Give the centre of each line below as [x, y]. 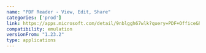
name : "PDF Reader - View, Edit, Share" [59, 12]
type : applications [31, 40]
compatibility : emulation [39, 29]
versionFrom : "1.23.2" [35, 35]
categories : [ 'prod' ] [34, 18]
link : [13, 23]
